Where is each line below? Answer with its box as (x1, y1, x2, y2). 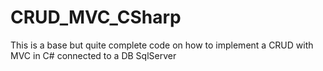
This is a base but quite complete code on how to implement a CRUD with (10, 39, 314, 51)
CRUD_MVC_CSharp (10, 6, 182, 29)
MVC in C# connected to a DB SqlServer (10, 49, 177, 61)
